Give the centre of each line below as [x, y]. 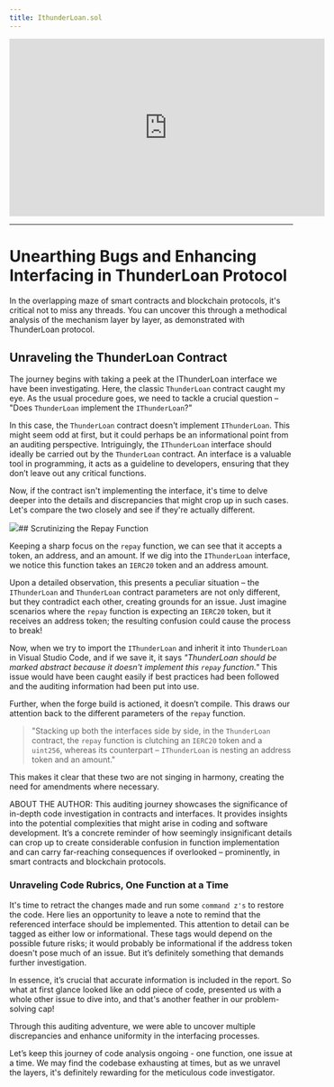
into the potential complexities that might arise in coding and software [139, 824]
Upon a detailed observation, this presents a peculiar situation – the [135, 583]
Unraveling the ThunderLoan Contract [118, 357]
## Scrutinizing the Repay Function [83, 529]
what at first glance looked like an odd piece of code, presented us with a [145, 990]
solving [23, 1009]
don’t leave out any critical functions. [78, 474]
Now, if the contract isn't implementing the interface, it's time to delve [139, 491]
